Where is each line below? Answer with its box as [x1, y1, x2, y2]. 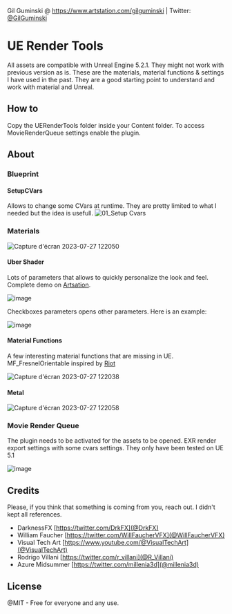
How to [7, 103, 39, 115]
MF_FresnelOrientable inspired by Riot [7, 359, 116, 367]
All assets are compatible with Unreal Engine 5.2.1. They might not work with [7, 61, 224, 69]
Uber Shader [7, 258, 45, 266]
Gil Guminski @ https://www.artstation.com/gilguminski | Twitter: [7, 7, 191, 15]
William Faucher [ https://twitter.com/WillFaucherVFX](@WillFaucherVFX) [17, 531, 225, 539]
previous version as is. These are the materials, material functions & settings [7, 68, 224, 76]
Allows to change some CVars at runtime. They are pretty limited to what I [7, 202, 217, 210]
